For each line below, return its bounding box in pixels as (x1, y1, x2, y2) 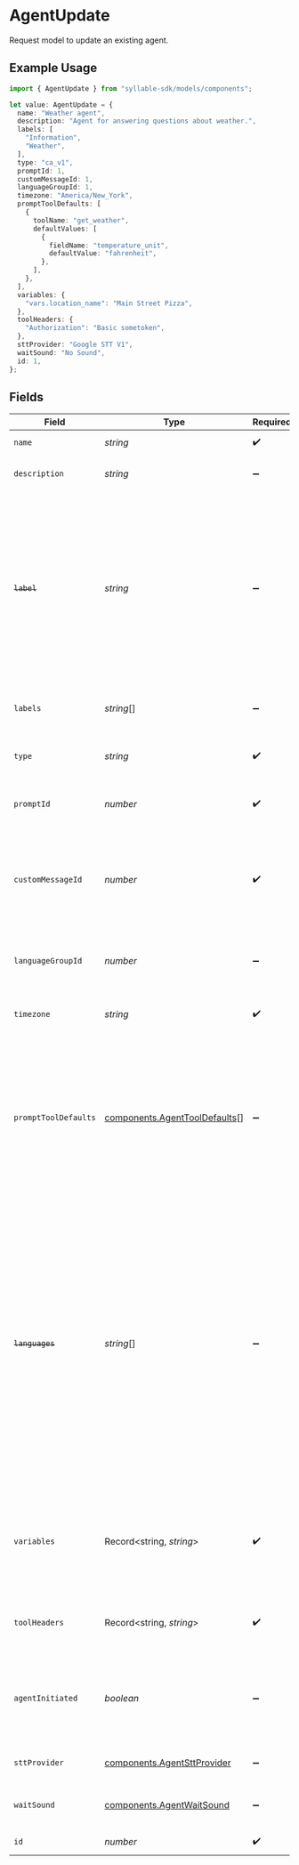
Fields (9, 389, 44, 405)
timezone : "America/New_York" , (17, 191, 133, 200)
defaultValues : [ (32, 224, 98, 233)
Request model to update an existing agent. (9, 35, 169, 45)
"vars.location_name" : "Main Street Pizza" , (25, 299, 193, 308)
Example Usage (9, 61, 98, 76)
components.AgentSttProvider (104, 1756, 231, 1769)
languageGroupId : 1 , (17, 183, 93, 192)
